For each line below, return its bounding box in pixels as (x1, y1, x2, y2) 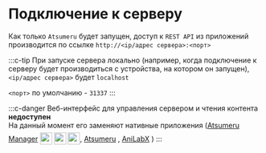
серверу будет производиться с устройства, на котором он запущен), (8, 63, 250, 73)
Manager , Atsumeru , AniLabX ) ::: (8, 134, 162, 143)
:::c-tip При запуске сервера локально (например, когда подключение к (8, 55, 257, 65)
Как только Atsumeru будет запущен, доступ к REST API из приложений (8, 31, 249, 41)
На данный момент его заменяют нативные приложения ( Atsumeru (8, 120, 239, 130)
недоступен (8, 111, 51, 121)
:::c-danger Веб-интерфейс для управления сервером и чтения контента (8, 103, 259, 113)
